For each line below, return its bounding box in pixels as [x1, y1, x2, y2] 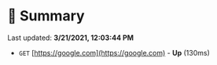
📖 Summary [7, 7, 85, 25]
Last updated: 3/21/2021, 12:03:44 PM [7, 33, 134, 42]
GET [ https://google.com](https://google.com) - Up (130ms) [18, 48, 210, 57]
